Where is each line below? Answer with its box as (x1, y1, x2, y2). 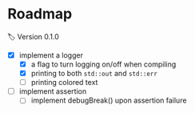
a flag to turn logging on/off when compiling (30, 59, 177, 69)
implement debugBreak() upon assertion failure (30, 95, 187, 105)
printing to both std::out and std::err (30, 69, 157, 79)
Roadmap (7, 5, 73, 23)
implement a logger (18, 50, 83, 60)
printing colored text (30, 78, 98, 87)
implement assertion (18, 87, 87, 96)
